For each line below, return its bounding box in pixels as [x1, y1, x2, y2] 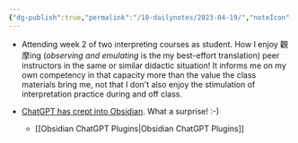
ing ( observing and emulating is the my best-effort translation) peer [29, 50, 280, 61]
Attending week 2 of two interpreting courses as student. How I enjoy [21, 38, 279, 49]
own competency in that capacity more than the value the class [21, 69, 257, 80]
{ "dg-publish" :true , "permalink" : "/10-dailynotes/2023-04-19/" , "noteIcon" [8, 13, 291, 22]
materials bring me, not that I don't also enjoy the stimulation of [21, 79, 256, 89]
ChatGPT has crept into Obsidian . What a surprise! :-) [21, 105, 220, 116]
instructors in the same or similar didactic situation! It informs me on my [21, 60, 286, 71]
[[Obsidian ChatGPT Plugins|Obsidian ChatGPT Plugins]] [34, 122, 244, 134]
